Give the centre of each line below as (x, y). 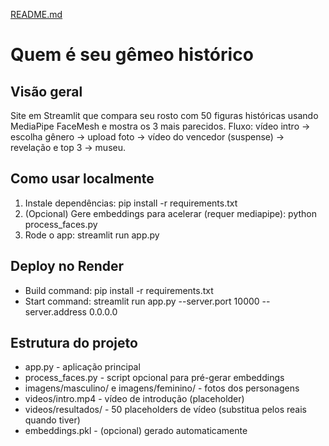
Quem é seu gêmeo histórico (132, 55)
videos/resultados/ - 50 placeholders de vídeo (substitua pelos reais (165, 410)
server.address (56, 311)
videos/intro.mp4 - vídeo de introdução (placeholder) (134, 399)
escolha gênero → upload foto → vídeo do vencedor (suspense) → (147, 137)
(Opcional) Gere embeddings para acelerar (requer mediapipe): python (171, 213)
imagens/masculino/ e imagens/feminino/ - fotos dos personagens (162, 388)
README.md (36, 14)
